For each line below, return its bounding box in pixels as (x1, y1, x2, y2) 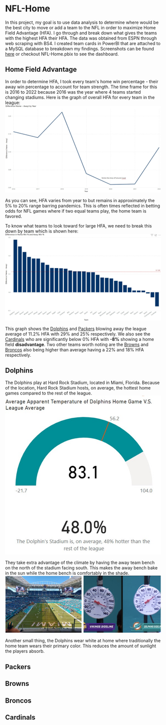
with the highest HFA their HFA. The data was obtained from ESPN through (5, 35, 157, 41)
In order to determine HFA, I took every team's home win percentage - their (5, 78, 159, 84)
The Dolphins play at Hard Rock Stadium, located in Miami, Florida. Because (5, 380, 160, 386)
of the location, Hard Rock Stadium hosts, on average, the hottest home (5, 385, 151, 390)
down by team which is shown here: (5, 228, 79, 234)
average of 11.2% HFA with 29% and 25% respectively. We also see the (5, 331, 151, 337)
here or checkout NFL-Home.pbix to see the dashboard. (5, 51, 119, 57)
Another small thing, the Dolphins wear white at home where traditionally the (5, 638, 161, 644)
